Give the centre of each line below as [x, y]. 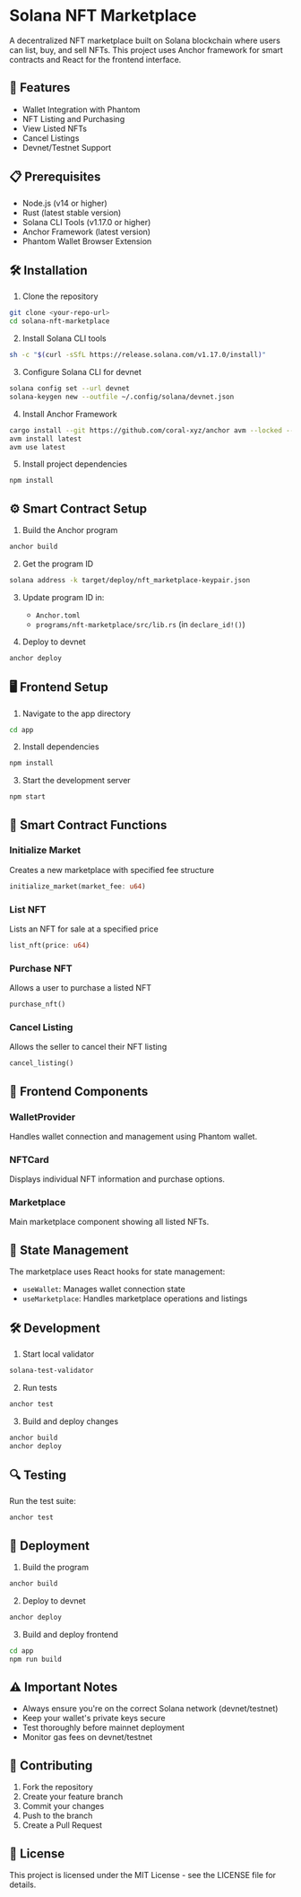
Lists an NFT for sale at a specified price [84, 929]
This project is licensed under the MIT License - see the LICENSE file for [142, 1875]
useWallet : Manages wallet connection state [103, 1289]
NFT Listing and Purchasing [73, 118]
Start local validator [58, 1354]
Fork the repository [58, 1788]
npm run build [36, 1659]
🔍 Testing [38, 1475]
